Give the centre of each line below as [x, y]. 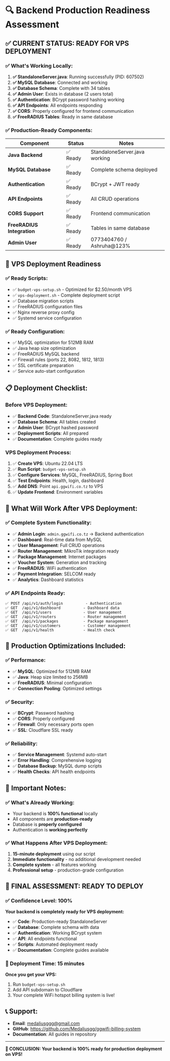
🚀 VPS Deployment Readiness [53, 264]
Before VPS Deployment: [36, 405]
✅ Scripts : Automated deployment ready [55, 944]
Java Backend [25, 155]
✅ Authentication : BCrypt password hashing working [69, 100]
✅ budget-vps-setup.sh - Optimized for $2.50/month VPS [72, 289]
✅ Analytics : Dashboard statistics [48, 580]
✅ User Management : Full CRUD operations [58, 545]
